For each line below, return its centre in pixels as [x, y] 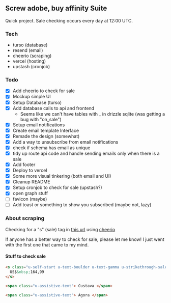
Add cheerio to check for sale [44, 91]
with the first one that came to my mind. [47, 244]
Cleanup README [31, 182]
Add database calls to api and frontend [53, 108]
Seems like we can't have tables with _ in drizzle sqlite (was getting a [93, 114]
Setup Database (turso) [37, 102]
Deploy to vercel [30, 171]
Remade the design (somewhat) [46, 136]
